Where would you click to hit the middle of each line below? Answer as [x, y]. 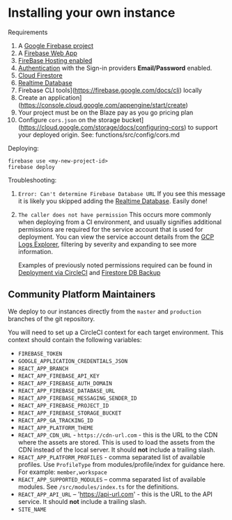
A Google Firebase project [55, 45]
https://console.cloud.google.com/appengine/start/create [103, 105]
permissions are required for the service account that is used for [110, 229]
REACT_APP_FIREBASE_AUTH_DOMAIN [65, 383]
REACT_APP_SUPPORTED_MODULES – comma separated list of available [112, 479]
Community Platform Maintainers [82, 295]
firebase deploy [31, 167]
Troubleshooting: [32, 180]
